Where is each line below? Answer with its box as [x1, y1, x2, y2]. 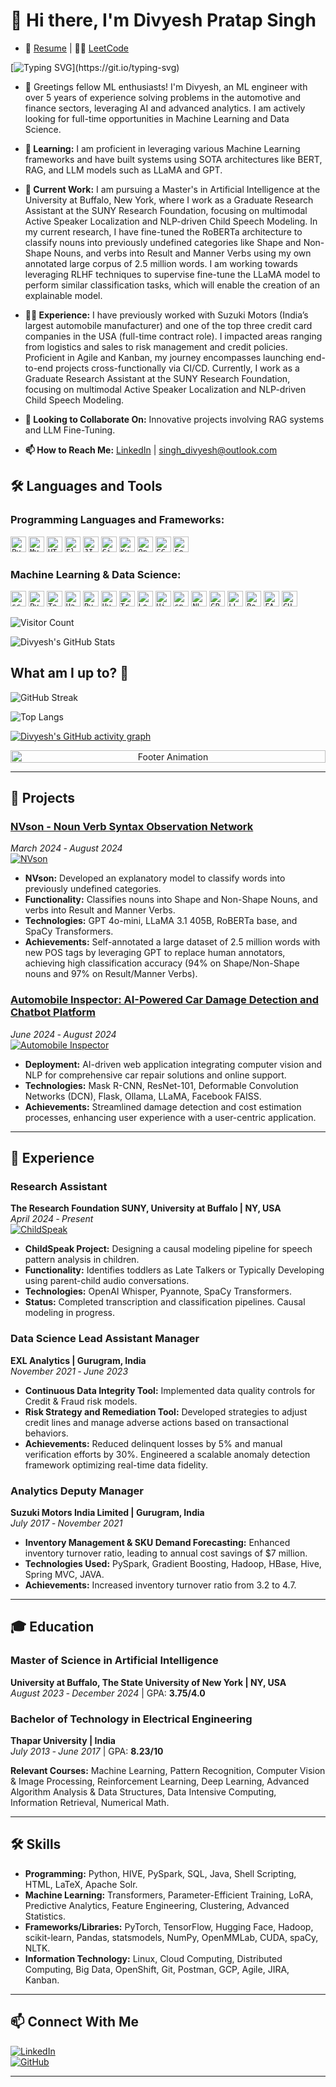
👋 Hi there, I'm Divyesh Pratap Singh [10, 9, 317, 32]
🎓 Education [10, 1619, 95, 1636]
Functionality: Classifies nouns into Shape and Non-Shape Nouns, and [24, 894, 318, 906]
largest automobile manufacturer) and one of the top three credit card [24, 319, 313, 331]
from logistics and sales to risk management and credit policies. [24, 340, 288, 353]
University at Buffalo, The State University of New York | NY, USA [10, 1676, 287, 1688]
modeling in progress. [24, 1307, 115, 1319]
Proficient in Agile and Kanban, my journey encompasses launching [24, 351, 304, 363]
